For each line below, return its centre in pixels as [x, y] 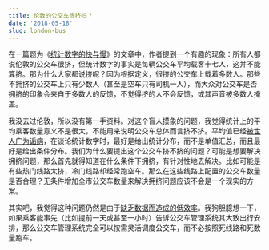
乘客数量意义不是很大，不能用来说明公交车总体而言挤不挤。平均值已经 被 [134, 131]
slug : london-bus [37, 30]
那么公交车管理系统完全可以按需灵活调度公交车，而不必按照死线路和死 [138, 228]
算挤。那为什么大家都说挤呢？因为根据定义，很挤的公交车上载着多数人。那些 [134, 74]
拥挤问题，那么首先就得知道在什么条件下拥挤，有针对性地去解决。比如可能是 [134, 161]
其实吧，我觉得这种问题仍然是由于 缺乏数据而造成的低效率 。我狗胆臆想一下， [134, 208]
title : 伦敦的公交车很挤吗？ [51, 16]
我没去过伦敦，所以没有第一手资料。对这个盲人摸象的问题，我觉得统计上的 [131, 121]
